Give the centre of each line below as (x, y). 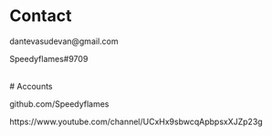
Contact (41, 16)
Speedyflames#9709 (49, 58)
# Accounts (31, 86)
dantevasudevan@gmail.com (64, 41)
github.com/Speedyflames (59, 104)
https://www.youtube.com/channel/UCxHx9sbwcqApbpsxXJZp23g (136, 121)
